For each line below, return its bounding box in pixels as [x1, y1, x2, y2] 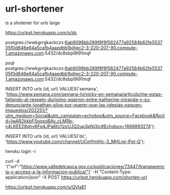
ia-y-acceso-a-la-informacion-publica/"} [5, 169, 91, 175]
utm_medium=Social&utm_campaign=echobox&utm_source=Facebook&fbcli [5, 112, 165, 119]
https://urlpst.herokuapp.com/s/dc [5, 29, 77, 35]
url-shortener [5, 3, 64, 15]
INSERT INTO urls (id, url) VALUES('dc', [5, 133, 87, 139]
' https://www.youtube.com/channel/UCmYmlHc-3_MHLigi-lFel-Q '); [5, 138, 145, 144]
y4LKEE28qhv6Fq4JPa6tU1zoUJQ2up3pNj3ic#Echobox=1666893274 [5, 123, 151, 129]
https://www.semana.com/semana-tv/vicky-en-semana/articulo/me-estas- [7, 91, 163, 97]
